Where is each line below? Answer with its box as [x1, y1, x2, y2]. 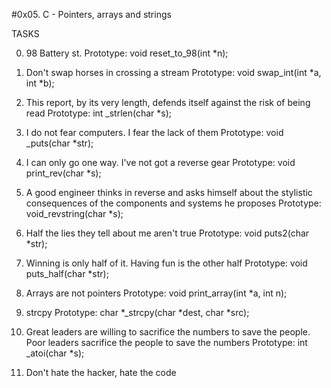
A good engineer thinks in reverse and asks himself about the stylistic [25, 187, 313, 198]
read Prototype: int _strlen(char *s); [25, 107, 173, 119]
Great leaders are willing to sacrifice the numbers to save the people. [25, 326, 311, 338]
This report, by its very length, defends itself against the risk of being [25, 97, 311, 108]
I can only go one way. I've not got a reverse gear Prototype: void [25, 157, 296, 168]
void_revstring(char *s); [25, 208, 124, 219]
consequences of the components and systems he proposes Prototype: [25, 197, 322, 209]
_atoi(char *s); [25, 347, 85, 359]
